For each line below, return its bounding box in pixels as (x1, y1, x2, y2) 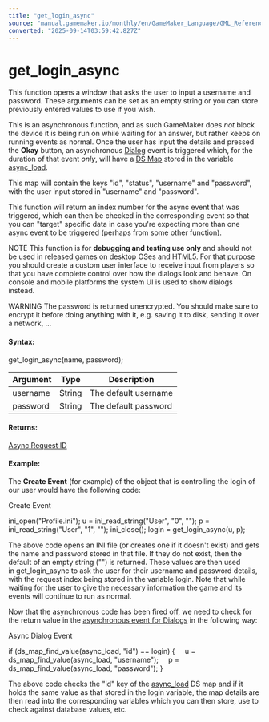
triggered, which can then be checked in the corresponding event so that (8, 211, 250, 220)
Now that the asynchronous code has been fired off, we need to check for (8, 607, 252, 616)
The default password (89, 400, 172, 411)
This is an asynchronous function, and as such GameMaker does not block (8, 120, 255, 130)
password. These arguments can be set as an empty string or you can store (8, 96, 259, 106)
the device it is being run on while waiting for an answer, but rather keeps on (8, 129, 261, 139)
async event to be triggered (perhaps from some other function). (8, 228, 223, 237)
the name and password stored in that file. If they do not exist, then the (8, 548, 243, 558)
